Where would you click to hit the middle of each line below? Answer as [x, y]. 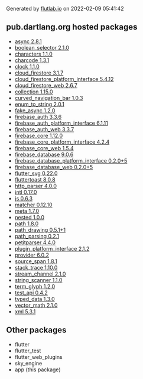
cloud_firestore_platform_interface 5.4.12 [64, 79]
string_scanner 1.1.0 [38, 280]
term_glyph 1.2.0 [35, 286]
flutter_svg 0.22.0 [36, 173]
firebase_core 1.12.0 [39, 135]
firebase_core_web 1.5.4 [44, 148]
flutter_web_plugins [39, 357]
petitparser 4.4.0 [35, 242]
